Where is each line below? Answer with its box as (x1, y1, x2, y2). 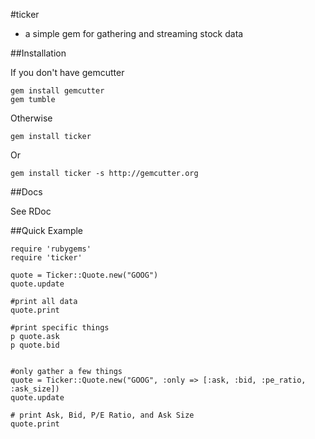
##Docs (10, 186, 43, 198)
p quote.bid (10, 340, 60, 350)
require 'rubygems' (10, 244, 92, 254)
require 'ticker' (10, 253, 83, 263)
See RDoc (10, 205, 52, 217)
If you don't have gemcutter (10, 67, 125, 78)
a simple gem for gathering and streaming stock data (24, 28, 244, 39)
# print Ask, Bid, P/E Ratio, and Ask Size (10, 410, 195, 420)
